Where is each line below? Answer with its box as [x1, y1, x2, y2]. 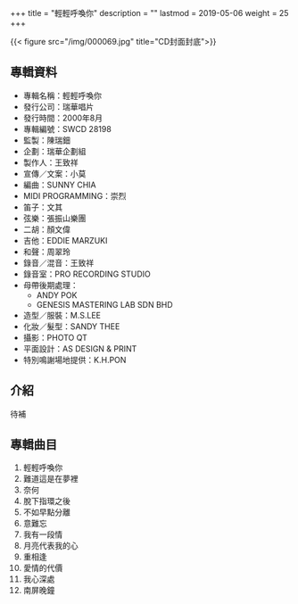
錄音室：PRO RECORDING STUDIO [22, 269, 151, 279]
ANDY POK [36, 289, 78, 301]
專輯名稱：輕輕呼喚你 [22, 90, 102, 101]
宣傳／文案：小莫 [22, 168, 87, 178]
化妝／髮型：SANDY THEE [22, 320, 120, 332]
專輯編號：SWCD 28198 [22, 123, 112, 134]
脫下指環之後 [22, 496, 70, 507]
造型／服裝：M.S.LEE [22, 310, 102, 320]
